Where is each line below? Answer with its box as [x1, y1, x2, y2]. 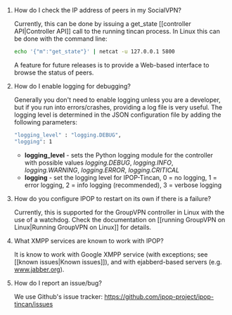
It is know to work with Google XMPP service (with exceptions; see [13, 250, 208, 259]
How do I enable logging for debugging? [13, 82, 131, 90]
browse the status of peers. [13, 68, 94, 77]
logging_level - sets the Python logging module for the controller [24, 150, 213, 159]
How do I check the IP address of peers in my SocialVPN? [13, 6, 181, 14]
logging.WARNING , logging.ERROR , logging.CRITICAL [24, 165, 180, 174]
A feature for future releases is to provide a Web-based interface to [13, 60, 210, 69]
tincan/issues [13, 300, 53, 308]
